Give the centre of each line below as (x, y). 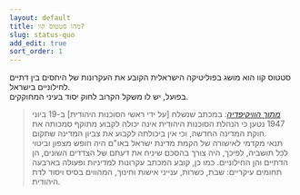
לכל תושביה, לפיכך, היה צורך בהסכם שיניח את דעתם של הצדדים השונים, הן (160, 153)
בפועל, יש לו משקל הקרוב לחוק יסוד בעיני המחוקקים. (99, 97)
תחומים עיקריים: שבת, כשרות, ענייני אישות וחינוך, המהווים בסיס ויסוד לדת (157, 172)
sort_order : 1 (36, 52)
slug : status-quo (42, 34)
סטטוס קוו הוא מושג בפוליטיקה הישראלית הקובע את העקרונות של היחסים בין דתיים (150, 77)
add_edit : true (38, 43)
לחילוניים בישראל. (40, 87)
